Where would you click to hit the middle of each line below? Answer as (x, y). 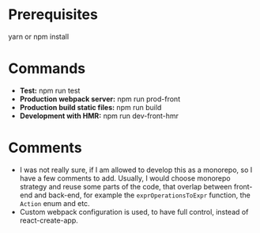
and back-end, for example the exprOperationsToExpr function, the (142, 195)
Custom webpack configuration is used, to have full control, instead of (134, 212)
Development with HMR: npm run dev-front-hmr (99, 116)
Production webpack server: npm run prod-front (100, 99)
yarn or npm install (39, 36)
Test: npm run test (50, 90)
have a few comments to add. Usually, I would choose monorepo (125, 178)
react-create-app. (49, 220)
